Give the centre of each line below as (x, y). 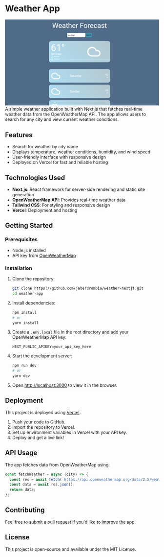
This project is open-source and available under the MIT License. (71, 549)
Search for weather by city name (45, 147)
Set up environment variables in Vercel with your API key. (70, 432)
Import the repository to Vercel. (44, 427)
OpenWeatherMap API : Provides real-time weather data (69, 200)
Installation (19, 268)
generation (23, 195)
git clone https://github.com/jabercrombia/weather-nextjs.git (78, 289)
